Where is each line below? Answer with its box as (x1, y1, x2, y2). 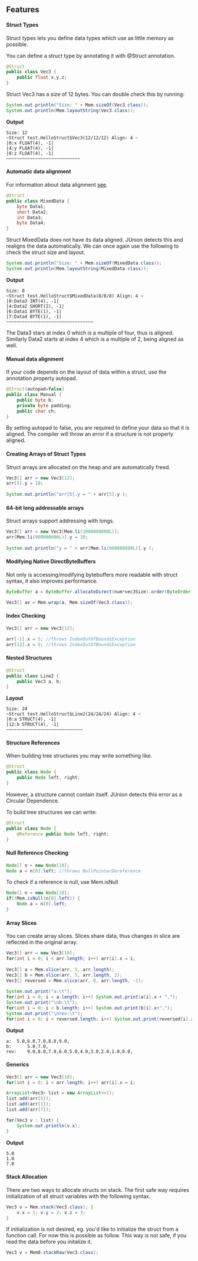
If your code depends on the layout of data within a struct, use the (6, 369, 167, 376)
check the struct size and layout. (6, 249, 85, 256)
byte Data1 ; (16, 203, 46, 209)
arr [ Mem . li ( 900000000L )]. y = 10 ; (6, 534, 88, 540)
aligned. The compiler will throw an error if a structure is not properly (6, 431, 174, 438)
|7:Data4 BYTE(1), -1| (6, 313, 62, 320)
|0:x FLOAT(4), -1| (6, 140, 54, 146)
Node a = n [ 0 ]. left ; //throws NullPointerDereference (6, 868, 141, 874)
